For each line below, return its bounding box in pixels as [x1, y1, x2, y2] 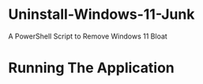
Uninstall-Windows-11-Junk [8, 5, 195, 24]
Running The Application [8, 59, 175, 77]
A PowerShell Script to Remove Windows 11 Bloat [8, 31, 167, 41]
